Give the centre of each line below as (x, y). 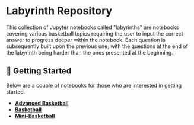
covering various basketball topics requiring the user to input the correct (95, 33)
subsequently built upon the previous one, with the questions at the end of (97, 46)
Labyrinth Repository (59, 11)
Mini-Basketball (35, 116)
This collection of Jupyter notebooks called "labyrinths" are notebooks (93, 27)
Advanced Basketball (42, 103)
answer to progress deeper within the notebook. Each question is (86, 40)
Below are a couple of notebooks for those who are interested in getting (94, 85)
